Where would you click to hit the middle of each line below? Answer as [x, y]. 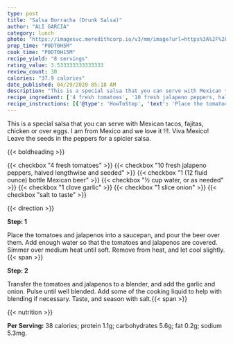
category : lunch [31, 33]
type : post [23, 14]
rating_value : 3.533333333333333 [55, 65]
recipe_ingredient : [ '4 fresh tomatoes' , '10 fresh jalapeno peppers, [111, 98]
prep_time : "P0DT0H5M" [40, 46]
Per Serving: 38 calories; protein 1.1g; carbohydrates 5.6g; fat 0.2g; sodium [115, 325]
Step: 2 [18, 270]
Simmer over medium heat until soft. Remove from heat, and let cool [104, 250]
